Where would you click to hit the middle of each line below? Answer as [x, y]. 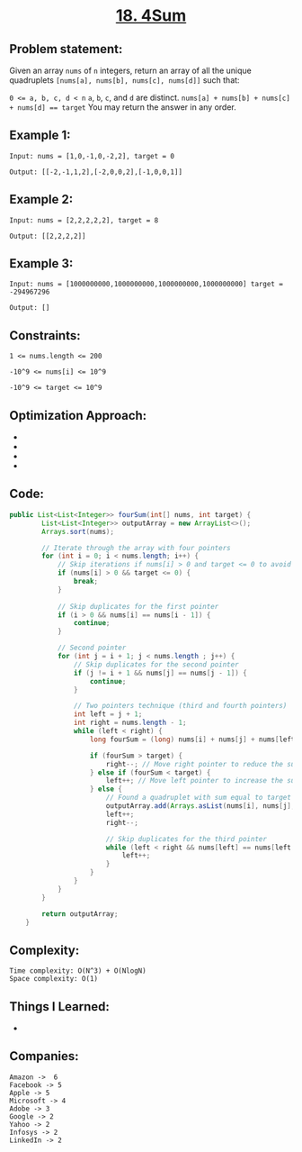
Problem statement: [66, 49]
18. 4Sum [151, 16]
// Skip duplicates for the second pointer [156, 664]
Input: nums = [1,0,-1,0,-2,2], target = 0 [92, 156]
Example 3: [41, 263]
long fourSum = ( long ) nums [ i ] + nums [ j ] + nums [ [184, 739]
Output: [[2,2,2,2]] [48, 236]
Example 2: [41, 200]
